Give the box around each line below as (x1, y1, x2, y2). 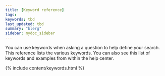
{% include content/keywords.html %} (5, 65, 85, 71)
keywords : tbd (5, 17, 35, 22)
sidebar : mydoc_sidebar (5, 31, 56, 36)
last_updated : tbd (5, 21, 44, 27)
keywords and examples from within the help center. (5, 55, 115, 61)
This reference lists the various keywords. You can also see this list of (5, 50, 150, 56)
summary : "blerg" (5, 26, 42, 31)
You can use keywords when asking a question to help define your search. (5, 45, 160, 50)
